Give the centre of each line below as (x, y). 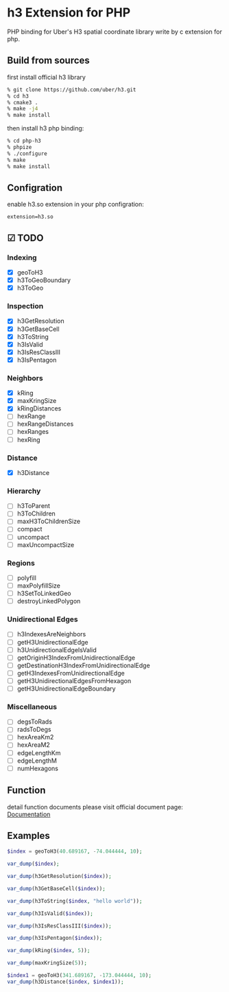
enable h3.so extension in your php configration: (75, 205)
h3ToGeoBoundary (44, 280)
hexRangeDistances (45, 424)
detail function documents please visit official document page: (95, 807)
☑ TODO (25, 238)
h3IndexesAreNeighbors (51, 634)
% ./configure (27, 153)
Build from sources (49, 61)
